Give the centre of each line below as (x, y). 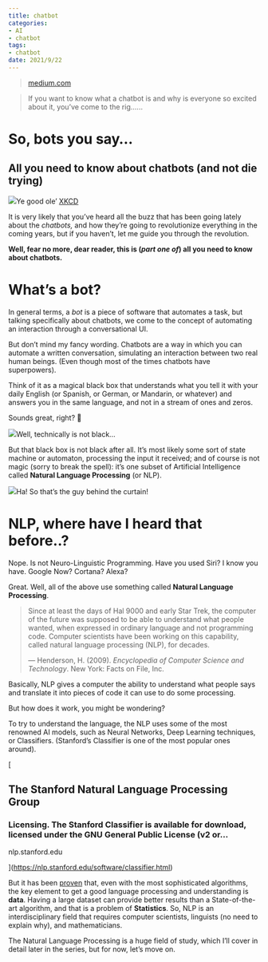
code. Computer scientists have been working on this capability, (133, 636)
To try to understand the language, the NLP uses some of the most (118, 723)
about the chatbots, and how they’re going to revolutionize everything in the (133, 225)
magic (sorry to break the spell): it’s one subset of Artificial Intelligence (124, 466)
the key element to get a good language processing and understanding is (128, 892)
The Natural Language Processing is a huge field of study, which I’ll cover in (133, 941)
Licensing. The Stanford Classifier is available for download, (128, 825)
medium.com (49, 83)
